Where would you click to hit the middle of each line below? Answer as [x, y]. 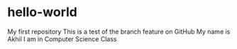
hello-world [43, 12]
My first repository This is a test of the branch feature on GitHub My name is [119, 31]
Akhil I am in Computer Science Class [62, 38]
